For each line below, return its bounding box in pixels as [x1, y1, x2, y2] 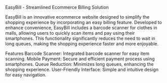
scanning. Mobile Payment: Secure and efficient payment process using [5, 56, 155, 62]
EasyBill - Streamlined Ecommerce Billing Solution [5, 5, 109, 10]
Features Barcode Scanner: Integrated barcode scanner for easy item [5, 50, 150, 56]
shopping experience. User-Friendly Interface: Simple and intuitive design [5, 66, 159, 72]
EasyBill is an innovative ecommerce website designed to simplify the [5, 14, 150, 20]
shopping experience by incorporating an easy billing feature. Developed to [5, 20, 162, 25]
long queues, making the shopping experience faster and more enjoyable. [5, 41, 159, 47]
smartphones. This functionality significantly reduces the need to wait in [5, 35, 155, 41]
